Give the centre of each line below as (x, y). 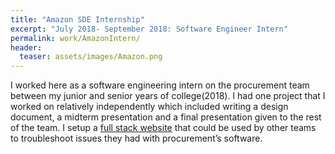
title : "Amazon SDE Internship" (77, 19)
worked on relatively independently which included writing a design (149, 107)
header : (26, 47)
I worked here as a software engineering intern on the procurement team (160, 85)
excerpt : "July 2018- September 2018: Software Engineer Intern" (149, 29)
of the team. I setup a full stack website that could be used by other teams (163, 128)
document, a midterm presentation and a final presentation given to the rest (166, 117)
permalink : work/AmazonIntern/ (75, 38)
